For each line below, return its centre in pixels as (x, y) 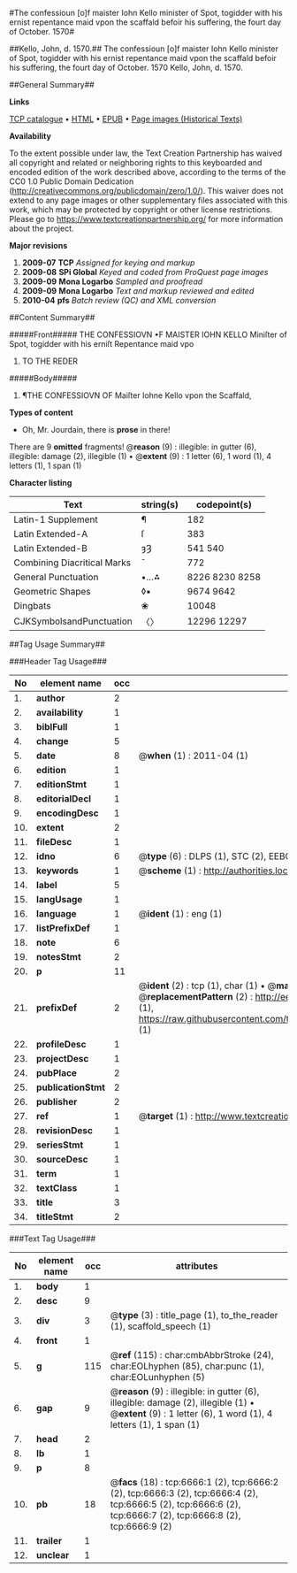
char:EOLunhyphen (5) (158, 1377)
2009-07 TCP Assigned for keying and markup (108, 263)
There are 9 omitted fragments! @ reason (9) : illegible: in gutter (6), (133, 447)
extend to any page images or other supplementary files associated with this (148, 200)
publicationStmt (71, 1087)
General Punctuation (56, 577)
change (53, 741)
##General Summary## (52, 84)
